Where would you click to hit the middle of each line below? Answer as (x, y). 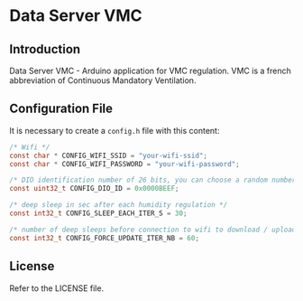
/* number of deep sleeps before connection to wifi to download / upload (153, 230)
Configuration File (61, 109)
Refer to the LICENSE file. (57, 288)
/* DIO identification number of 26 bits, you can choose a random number (153, 180)
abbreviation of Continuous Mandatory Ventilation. (103, 80)
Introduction (45, 49)
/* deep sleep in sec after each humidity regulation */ (119, 205)
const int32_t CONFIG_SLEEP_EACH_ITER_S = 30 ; (98, 213)
